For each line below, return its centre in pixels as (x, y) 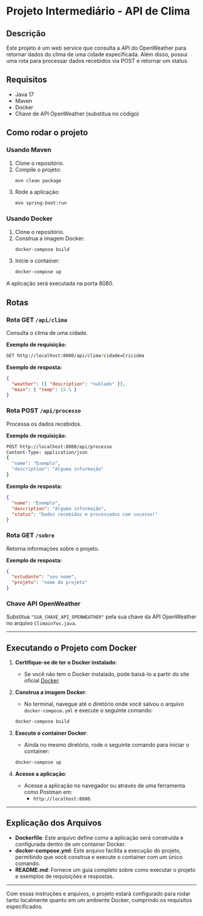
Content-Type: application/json (47, 452)
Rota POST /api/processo (44, 411)
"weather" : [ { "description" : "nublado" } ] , (69, 384)
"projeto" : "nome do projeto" (50, 583)
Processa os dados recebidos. (44, 424)
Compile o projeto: (38, 169)
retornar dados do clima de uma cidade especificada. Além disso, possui (97, 54)
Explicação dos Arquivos (54, 823)
